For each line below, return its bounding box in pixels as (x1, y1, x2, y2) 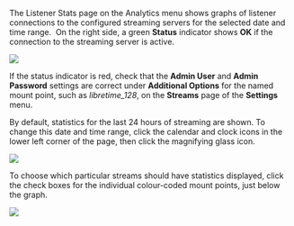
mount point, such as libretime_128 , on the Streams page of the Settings (9, 90, 279, 100)
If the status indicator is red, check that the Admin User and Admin (9, 71, 259, 81)
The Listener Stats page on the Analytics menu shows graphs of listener (9, 8, 277, 18)
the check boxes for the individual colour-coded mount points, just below (9, 180, 281, 190)
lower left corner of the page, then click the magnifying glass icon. (9, 136, 256, 147)
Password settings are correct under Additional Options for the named (9, 80, 274, 91)
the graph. (9, 189, 48, 200)
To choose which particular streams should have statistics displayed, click (9, 170, 284, 181)
